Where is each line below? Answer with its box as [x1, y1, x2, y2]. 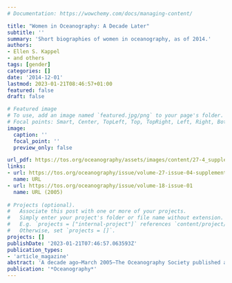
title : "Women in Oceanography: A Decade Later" [7, 22, 150, 30]
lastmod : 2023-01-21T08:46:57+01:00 [7, 80, 113, 87]
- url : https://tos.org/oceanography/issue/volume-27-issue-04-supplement [7, 170, 227, 177]
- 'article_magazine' [7, 253, 70, 260]
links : [7, 163, 26, 170]
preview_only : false [13, 144, 72, 151]
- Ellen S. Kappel [7, 48, 60, 55]
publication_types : [7, 246, 64, 253]
